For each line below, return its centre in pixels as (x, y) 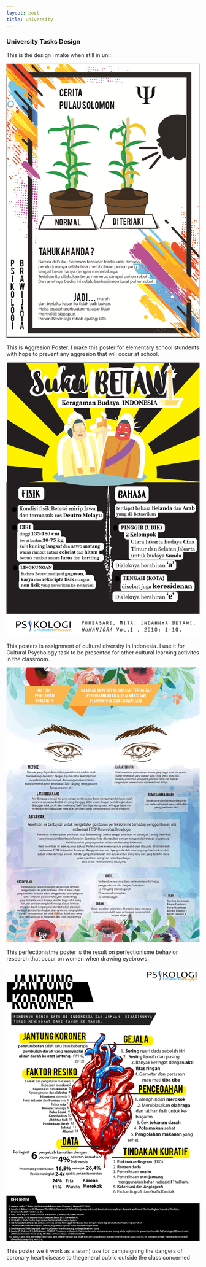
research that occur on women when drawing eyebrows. (78, 959)
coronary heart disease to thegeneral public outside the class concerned (98, 1258)
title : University (30, 19)
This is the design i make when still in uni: (59, 55)
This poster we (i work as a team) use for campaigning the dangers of (94, 1251)
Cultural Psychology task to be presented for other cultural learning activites (103, 653)
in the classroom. (28, 659)
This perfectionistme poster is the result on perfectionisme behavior (92, 952)
